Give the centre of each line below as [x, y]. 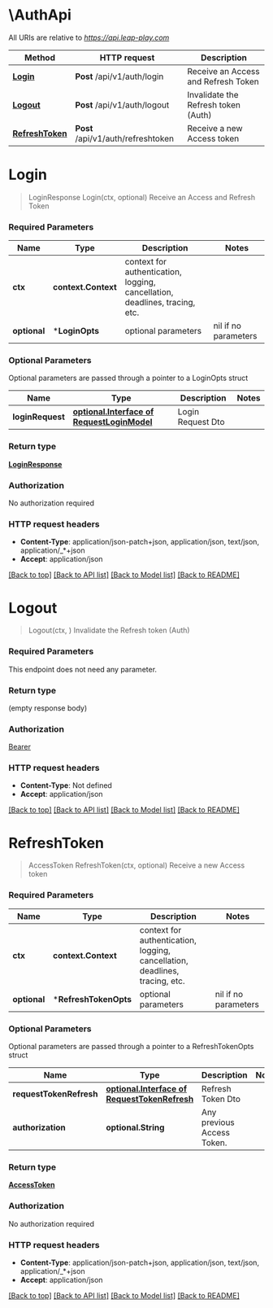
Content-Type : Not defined [66, 785]
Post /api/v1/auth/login [119, 77]
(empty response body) [48, 708]
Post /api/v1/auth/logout [122, 105]
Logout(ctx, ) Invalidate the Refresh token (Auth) [109, 630]
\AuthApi [40, 15]
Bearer [19, 747]
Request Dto [201, 422]
